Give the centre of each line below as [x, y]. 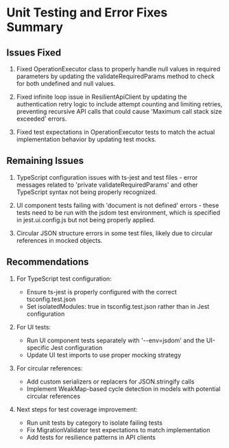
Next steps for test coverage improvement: [77, 409]
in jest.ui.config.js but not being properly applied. [86, 220]
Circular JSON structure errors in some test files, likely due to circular [114, 233]
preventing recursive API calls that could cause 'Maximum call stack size [119, 111]
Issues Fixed [34, 52]
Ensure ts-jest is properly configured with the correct [102, 292]
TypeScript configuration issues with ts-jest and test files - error [107, 177]
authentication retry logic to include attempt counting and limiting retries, [119, 104]
